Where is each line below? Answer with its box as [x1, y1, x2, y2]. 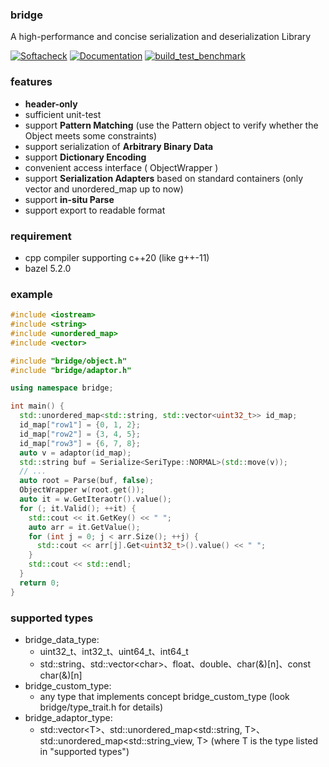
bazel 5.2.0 [24, 262, 72, 274]
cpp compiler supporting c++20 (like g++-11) [24, 251, 210, 263]
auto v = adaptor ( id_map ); [19, 448, 132, 458]
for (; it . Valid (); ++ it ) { [19, 503, 137, 513]
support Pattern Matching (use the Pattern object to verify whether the [24, 119, 319, 131]
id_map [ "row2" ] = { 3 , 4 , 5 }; [19, 429, 141, 439]
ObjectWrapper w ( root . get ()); [19, 485, 145, 495]
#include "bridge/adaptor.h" [10, 365, 132, 375]
